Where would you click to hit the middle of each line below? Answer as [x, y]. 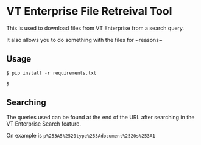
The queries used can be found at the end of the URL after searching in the [100, 117]
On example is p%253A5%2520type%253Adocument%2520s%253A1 [81, 135]
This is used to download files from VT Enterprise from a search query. [95, 28]
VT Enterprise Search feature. [44, 124]
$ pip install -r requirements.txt [51, 73]
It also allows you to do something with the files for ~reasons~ [84, 40]
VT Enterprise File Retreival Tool [89, 11]
